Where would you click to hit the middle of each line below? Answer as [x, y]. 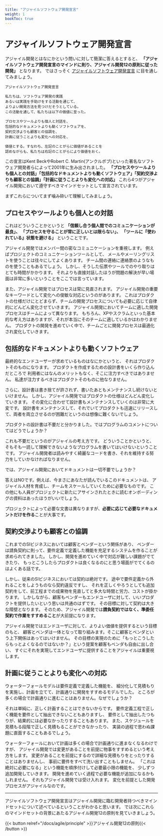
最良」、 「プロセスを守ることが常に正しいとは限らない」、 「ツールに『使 [78, 232]
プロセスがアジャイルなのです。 [37, 786]
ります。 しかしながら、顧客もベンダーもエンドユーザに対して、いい [73, 597]
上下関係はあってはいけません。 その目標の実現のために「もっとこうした [82, 638]
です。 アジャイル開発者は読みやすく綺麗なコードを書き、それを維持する [77, 453]
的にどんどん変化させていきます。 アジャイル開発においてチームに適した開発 [82, 307]
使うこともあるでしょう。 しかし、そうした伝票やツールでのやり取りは [84, 267]
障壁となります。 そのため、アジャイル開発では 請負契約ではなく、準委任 [81, 609]
